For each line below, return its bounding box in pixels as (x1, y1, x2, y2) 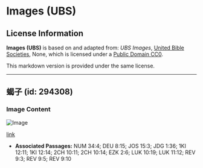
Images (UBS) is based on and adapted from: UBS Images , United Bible (6, 44, 184, 51)
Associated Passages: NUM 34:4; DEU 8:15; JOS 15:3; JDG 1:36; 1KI (14, 142, 186, 149)
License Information (6, 28, 83, 39)
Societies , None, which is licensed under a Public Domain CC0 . (6, 51, 164, 58)
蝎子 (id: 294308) (6, 87, 74, 97)
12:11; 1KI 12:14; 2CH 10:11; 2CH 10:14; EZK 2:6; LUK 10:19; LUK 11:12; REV (14, 149, 196, 156)
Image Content (6, 105, 51, 114)
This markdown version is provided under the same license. (6, 62, 155, 69)
